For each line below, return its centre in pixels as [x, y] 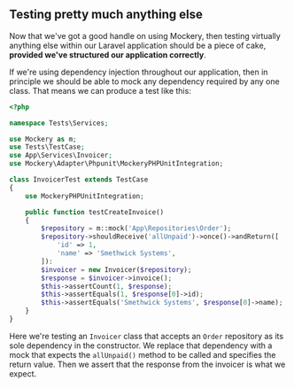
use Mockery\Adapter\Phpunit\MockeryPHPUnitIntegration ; [116, 164]
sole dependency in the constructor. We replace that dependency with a [141, 345]
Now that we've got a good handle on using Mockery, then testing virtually [145, 35]
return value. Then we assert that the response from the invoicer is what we [147, 364]
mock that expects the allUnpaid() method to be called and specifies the [143, 354]
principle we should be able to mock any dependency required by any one [145, 81]
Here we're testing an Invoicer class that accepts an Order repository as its [147, 336]
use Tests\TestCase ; [47, 147]
